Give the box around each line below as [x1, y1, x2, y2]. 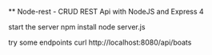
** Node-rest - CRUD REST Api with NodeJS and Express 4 [8, 7, 204, 16]
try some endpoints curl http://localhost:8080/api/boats [8, 37, 192, 47]
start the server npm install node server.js [8, 22, 146, 31]
